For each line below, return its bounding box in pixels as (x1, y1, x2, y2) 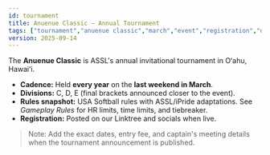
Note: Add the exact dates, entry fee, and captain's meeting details (27, 129, 251, 139)
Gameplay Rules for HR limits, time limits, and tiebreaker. (19, 105, 208, 115)
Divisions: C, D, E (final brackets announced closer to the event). (19, 89, 235, 98)
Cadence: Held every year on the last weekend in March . (19, 80, 213, 89)
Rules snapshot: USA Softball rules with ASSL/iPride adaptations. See (19, 97, 253, 106)
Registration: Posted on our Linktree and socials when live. (19, 113, 217, 124)
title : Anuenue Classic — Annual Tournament (8, 19, 160, 27)
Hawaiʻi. (8, 65, 35, 74)
